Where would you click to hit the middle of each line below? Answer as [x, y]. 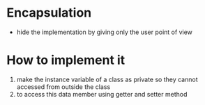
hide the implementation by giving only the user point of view [105, 32]
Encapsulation [49, 13]
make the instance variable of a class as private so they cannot [107, 79]
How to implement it [66, 60]
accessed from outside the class [63, 87]
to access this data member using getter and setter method [102, 94]
